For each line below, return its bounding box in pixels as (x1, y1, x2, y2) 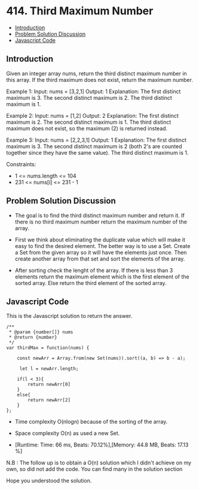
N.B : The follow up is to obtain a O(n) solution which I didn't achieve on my (6, 459, 192, 467)
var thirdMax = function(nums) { (6, 345, 90, 351)
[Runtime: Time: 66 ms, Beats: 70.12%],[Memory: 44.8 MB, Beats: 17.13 (14, 441, 189, 449)
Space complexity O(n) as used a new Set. (14, 430, 120, 437)
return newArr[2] (27, 397, 71, 403)
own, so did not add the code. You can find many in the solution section (6, 465, 183, 473)
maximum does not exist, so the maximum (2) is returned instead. (6, 124, 168, 132)
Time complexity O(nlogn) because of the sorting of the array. (14, 418, 168, 425)
